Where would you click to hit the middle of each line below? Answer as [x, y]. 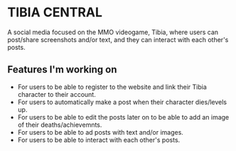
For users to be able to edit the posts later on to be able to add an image [123, 117]
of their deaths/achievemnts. [60, 125]
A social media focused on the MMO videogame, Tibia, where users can [113, 32]
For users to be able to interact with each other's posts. [99, 140]
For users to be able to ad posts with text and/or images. [100, 132]
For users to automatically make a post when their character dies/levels [122, 102]
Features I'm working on [62, 69]
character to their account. [57, 94]
